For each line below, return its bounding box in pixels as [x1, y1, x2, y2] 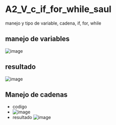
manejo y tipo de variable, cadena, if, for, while [5, 20, 101, 26]
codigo [12, 104, 27, 110]
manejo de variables [5, 35, 70, 43]
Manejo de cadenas [5, 90, 68, 99]
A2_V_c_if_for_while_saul [5, 4, 111, 15]
